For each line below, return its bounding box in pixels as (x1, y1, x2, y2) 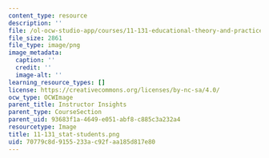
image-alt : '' (15, 71, 62, 79)
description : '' (8, 19, 62, 27)
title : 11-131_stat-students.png (8, 130, 120, 138)
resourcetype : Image (8, 123, 78, 131)
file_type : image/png (8, 41, 81, 49)
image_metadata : (8, 49, 62, 57)
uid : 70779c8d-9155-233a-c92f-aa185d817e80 (8, 137, 156, 146)
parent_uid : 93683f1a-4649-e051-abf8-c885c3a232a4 (8, 116, 181, 124)
